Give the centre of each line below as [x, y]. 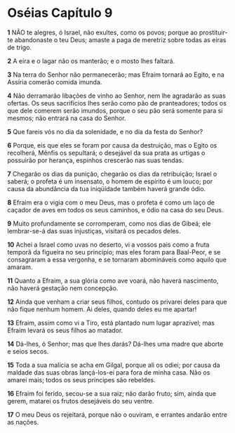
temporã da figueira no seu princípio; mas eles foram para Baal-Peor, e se [114, 252]
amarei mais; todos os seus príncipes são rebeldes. [81, 380]
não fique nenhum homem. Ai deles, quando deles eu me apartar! [102, 309]
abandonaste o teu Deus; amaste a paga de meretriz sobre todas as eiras [120, 39]
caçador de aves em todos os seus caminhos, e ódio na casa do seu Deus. [115, 209]
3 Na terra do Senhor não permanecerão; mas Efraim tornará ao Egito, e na [116, 75]
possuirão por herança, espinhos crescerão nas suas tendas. [95, 160]
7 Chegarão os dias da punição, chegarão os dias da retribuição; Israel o [112, 174]
